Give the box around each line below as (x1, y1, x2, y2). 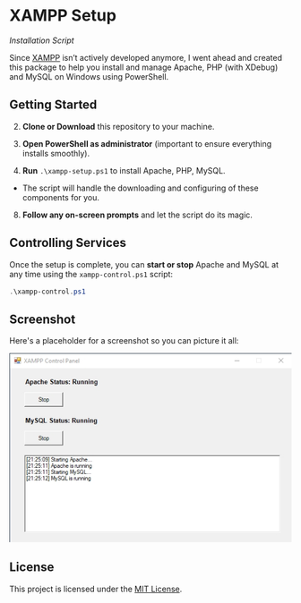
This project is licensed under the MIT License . (9, 583, 183, 594)
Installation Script (9, 35, 74, 46)
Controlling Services (9, 235, 127, 251)
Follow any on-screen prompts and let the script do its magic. (21, 209, 254, 220)
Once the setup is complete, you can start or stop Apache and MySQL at (9, 259, 279, 269)
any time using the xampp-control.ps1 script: (9, 268, 173, 279)
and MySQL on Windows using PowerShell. (9, 71, 169, 81)
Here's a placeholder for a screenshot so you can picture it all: (9, 335, 239, 346)
